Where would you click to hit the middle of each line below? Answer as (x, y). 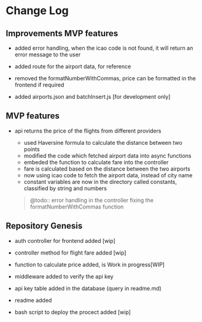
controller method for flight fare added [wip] (70, 253)
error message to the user (48, 55)
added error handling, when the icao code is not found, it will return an (104, 48)
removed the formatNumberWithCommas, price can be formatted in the (105, 78)
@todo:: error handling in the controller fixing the (92, 200)
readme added (33, 300)
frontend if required (39, 85)
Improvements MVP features (62, 33)
